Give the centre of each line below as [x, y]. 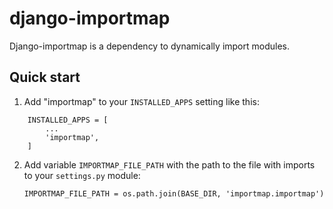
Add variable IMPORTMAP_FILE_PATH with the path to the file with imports [169, 164]
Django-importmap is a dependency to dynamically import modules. [149, 46]
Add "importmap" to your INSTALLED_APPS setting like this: [141, 101]
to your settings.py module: [82, 175]
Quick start [45, 77]
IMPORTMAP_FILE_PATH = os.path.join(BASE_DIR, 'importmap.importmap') [174, 193]
